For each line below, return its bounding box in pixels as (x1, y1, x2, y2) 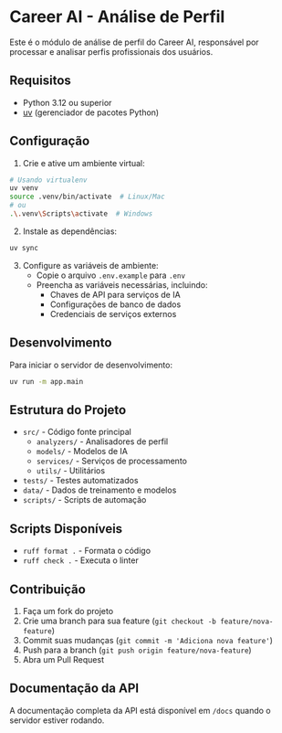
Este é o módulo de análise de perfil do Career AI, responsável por (9, 37, 259, 48)
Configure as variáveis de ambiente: (22, 260, 159, 271)
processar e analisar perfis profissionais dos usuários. (9, 46, 214, 57)
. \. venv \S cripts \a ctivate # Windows (9, 209, 153, 218)
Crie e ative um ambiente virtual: (22, 157, 145, 168)
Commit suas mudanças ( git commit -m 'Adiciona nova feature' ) (22, 634, 274, 645)
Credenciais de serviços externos (49, 308, 177, 319)
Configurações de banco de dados (49, 299, 182, 310)
